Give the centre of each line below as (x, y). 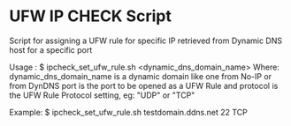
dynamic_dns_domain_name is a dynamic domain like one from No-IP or (141, 76)
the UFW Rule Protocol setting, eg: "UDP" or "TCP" (102, 95)
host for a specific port (51, 49)
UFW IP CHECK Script (91, 16)
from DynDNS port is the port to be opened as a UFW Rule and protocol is (144, 85)
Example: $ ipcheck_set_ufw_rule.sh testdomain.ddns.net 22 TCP (128, 112)
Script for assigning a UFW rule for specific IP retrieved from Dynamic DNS (146, 41)
